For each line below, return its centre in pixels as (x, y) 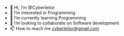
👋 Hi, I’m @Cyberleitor (32, 8)
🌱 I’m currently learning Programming (48, 18)
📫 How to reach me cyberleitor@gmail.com (54, 28)
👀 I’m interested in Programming (42, 13)
